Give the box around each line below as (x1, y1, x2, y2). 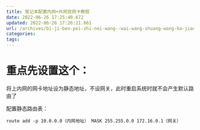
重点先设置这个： (6, 64, 90, 78)
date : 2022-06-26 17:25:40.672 (6, 14, 84, 20)
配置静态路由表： (6, 105, 48, 112)
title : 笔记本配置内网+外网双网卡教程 (6, 8, 90, 15)
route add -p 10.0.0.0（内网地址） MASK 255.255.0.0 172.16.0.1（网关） (6, 117, 182, 124)
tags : (6, 36, 20, 42)
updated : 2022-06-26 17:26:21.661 (6, 20, 92, 26)
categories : (6, 31, 36, 37)
